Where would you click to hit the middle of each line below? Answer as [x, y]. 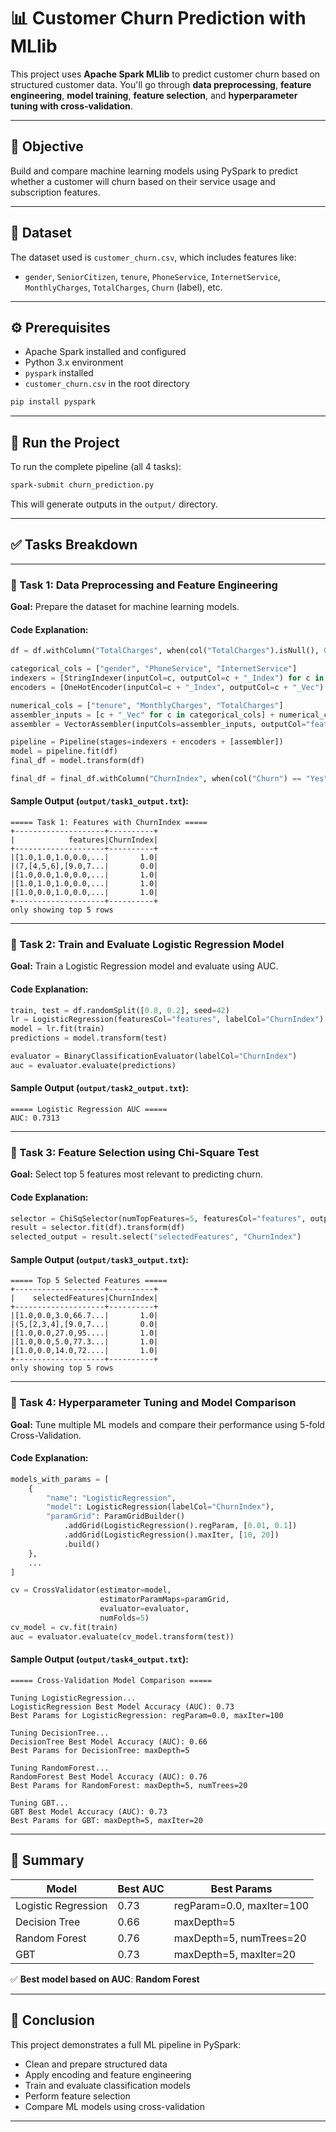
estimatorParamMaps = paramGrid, [164, 1600]
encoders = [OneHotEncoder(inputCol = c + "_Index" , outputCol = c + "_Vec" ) [167, 687]
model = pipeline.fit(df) [64, 751]
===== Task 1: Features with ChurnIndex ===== [109, 823]
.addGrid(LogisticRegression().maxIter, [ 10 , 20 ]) [171, 1535]
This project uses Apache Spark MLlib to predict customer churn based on [165, 74]
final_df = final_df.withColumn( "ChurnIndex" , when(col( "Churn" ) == [156, 779]
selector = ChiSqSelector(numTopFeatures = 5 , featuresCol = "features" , [158, 1218]
